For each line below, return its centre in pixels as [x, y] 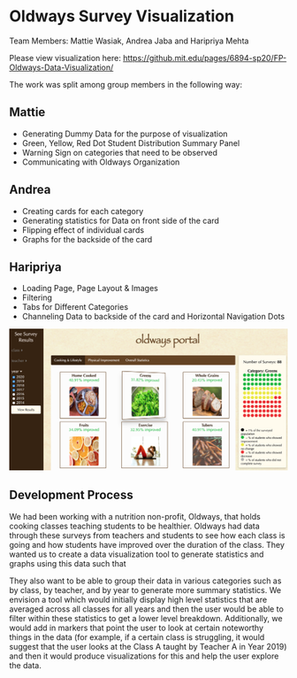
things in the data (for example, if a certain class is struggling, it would [137, 637]
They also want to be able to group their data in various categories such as [145, 581]
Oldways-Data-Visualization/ [61, 67]
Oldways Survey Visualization [122, 16]
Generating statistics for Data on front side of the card [120, 220]
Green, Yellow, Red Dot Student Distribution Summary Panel [131, 143]
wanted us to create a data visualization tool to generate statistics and [137, 554]
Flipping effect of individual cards [83, 230]
